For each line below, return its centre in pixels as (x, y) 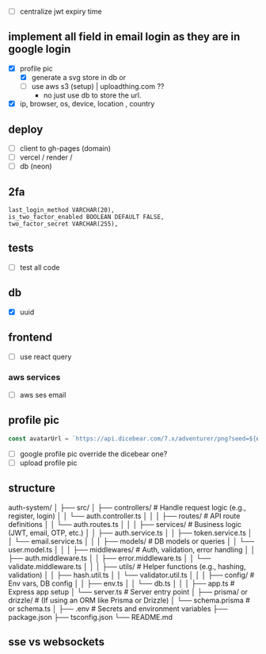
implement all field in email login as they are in (124, 37)
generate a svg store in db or (79, 77)
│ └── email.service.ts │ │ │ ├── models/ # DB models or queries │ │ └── (131, 541)
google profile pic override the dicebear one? (93, 454)
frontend (30, 338)
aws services (34, 378)
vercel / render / (46, 157)
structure (32, 489)
